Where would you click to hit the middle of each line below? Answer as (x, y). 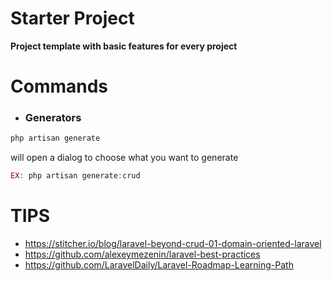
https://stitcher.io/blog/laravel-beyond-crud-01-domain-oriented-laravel (173, 244)
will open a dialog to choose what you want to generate (124, 158)
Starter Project (72, 18)
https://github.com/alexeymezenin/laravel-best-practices (142, 254)
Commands (59, 86)
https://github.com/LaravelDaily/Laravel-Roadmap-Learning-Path (159, 265)
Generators (53, 118)
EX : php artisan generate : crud (75, 176)
